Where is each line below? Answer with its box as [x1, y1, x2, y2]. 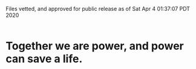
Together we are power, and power [5, 39, 184, 53]
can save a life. [5, 52, 83, 66]
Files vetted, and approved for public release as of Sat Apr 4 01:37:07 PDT [5, 5, 191, 12]
